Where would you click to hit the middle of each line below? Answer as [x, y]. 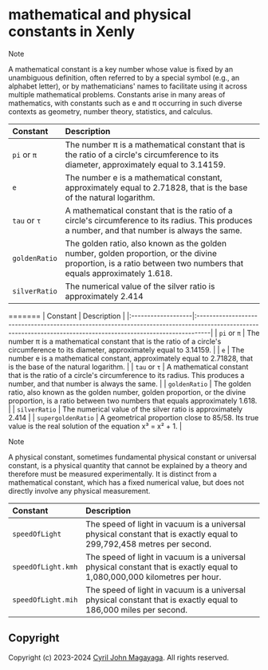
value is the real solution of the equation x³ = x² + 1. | [95, 426]
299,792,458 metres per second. [148, 544]
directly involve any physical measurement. [79, 491]
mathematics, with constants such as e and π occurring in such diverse [125, 103]
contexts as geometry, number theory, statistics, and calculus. [110, 111]
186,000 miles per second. [136, 609]
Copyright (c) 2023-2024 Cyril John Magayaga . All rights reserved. [119, 657]
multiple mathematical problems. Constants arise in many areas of [117, 94]
